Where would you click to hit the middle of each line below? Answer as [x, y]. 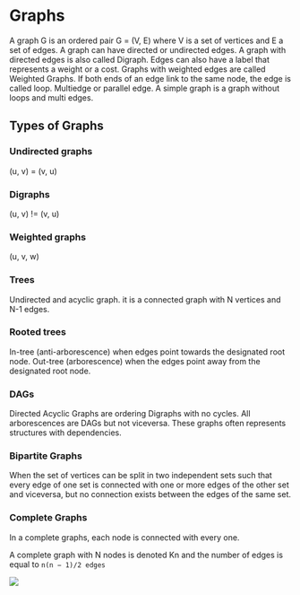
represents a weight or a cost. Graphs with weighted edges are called [137, 69]
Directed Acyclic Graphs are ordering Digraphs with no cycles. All [130, 414]
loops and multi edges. [51, 97]
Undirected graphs [51, 152]
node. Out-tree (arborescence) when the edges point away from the [135, 361]
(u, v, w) [25, 257]
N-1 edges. [30, 309]
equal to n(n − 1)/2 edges [57, 564]
